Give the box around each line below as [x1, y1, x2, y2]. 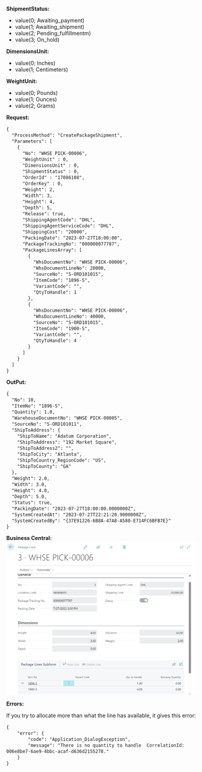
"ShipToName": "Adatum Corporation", [17, 433, 112, 439]
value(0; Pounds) [14, 89, 58, 96]
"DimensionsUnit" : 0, [22, 162, 80, 169]
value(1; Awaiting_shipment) [14, 24, 84, 30]
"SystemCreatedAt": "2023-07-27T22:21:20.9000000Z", [11, 512, 147, 518]
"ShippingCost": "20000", [22, 229, 87, 235]
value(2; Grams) [14, 102, 55, 109]
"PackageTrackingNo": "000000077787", [22, 241, 120, 247]
